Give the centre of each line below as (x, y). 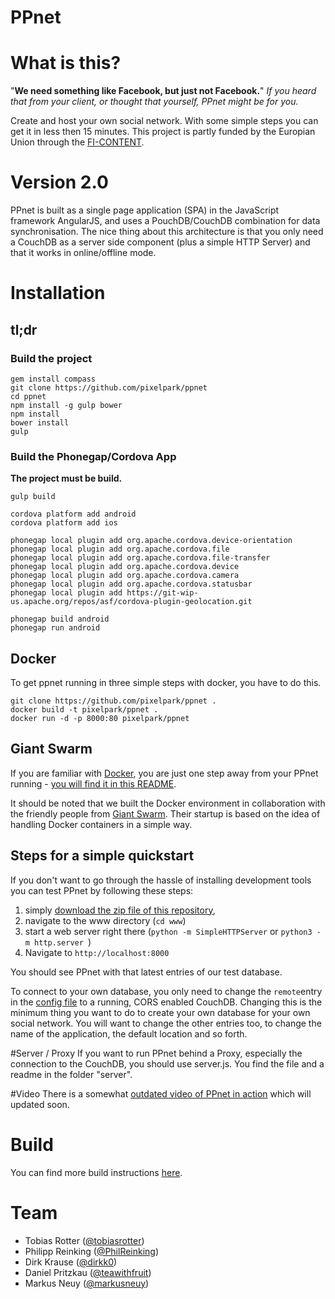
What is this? (66, 63)
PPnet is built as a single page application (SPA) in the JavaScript (145, 210)
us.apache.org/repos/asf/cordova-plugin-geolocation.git (131, 602)
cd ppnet (28, 396)
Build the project (51, 358)
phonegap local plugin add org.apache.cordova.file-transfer (140, 558)
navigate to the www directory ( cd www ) (105, 920)
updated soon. (40, 1104)
